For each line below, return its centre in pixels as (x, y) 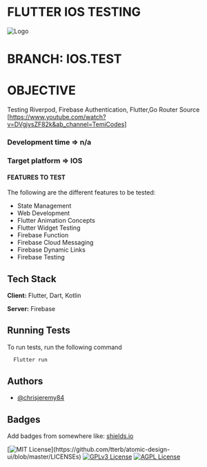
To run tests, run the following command (65, 347)
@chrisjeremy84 (41, 398)
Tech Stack (32, 279)
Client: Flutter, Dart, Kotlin (44, 295)
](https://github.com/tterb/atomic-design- (110, 450)
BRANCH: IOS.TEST (65, 59)
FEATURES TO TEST (36, 177)
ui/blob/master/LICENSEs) (44, 457)
